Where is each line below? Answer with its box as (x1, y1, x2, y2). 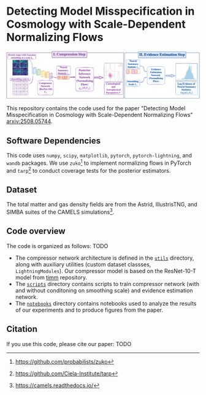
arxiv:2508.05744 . (6, 118, 53, 125)
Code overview (6, 226, 66, 236)
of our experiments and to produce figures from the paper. (15, 306, 164, 314)
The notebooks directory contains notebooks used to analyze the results (15, 299, 197, 307)
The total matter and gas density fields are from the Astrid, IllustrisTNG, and (6, 201, 197, 208)
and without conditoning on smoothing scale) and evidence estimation (15, 287, 193, 294)
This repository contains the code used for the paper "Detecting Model (6, 105, 186, 112)
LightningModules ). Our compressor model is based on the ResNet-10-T (15, 267, 196, 274)
